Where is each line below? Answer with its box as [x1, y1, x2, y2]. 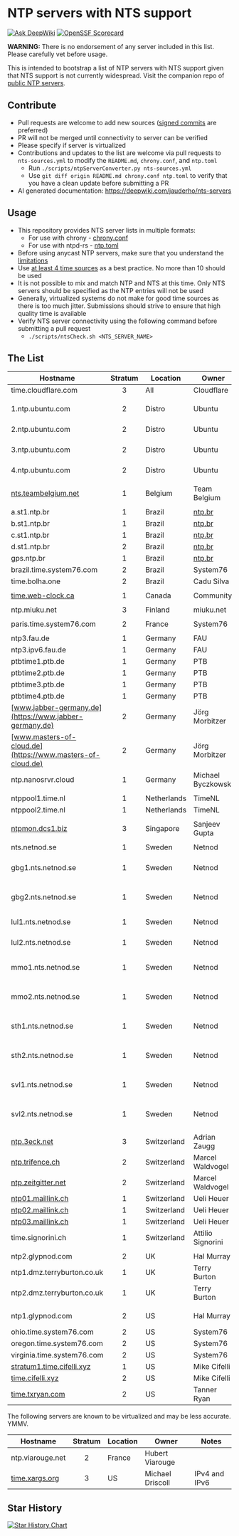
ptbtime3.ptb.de [11, 679, 65, 689]
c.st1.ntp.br [11, 530, 50, 540]
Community [193, 590, 233, 600]
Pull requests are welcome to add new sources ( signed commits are [17, 118, 217, 127]
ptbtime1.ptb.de [11, 657, 65, 667]
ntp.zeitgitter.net [11, 1177, 66, 1187]
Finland [145, 605, 171, 615]
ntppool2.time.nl [11, 805, 66, 815]
